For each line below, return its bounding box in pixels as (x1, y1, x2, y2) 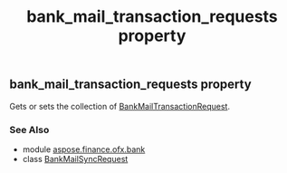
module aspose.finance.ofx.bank (22, 143, 146, 155)
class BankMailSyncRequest (22, 153, 129, 164)
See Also (9, 123, 50, 136)
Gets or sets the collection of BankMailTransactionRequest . (9, 101, 231, 111)
